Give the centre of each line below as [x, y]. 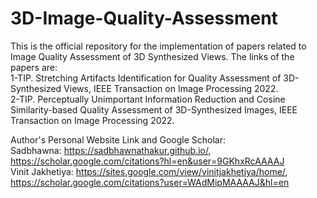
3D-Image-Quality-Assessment [144, 18]
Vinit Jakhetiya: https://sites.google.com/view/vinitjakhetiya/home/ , [149, 171]
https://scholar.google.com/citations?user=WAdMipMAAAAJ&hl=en [150, 182]
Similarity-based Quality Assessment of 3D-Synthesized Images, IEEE [154, 109]
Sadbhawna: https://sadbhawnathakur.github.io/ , [111, 150]
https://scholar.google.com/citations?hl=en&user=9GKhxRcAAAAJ [147, 161]
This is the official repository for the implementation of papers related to [158, 46]
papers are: [34, 67]
